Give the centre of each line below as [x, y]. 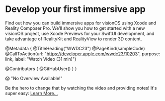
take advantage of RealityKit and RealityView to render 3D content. [74, 39]
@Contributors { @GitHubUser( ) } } [41, 69]
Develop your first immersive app [75, 9]
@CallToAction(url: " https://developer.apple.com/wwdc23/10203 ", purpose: [83, 54]
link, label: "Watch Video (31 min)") [41, 59]
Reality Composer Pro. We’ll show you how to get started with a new [75, 28]
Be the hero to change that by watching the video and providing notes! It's [81, 88]
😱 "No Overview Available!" [34, 78]
